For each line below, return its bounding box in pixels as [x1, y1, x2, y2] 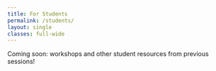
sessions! [7, 58, 35, 66]
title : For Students [7, 10, 69, 18]
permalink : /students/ [7, 17, 74, 24]
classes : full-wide [7, 30, 65, 38]
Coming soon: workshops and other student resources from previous [7, 50, 209, 58]
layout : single [7, 23, 52, 31]
